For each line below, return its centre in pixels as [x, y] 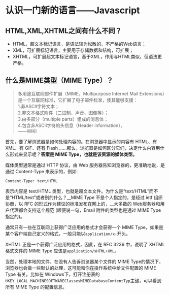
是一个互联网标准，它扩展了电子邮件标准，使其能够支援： [78, 100]
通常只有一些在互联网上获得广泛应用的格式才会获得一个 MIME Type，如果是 [84, 227]
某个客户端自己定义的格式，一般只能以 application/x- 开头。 [68, 234]
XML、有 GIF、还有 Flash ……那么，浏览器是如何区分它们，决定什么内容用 [83, 148]
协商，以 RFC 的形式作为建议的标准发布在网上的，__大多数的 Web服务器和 [83, 204]
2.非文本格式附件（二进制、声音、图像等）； [63, 113]
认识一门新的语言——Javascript [73, 10]
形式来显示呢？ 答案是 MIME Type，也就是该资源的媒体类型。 [73, 154]
